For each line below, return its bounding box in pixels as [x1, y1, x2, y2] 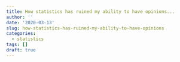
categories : [6, 31, 36, 37]
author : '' [6, 14, 33, 20]
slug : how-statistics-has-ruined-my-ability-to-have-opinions [6, 25, 164, 31]
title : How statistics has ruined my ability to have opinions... [6, 8, 175, 15]
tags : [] [6, 42, 28, 48]
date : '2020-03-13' [6, 19, 55, 25]
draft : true [6, 47, 36, 53]
